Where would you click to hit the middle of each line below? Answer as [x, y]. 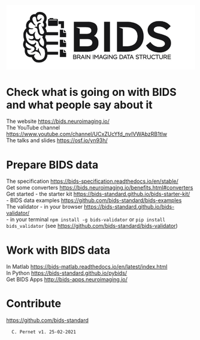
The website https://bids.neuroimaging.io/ [58, 121]
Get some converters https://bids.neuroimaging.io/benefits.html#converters [100, 188]
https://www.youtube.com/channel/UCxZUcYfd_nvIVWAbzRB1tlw [87, 134]
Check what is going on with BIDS [91, 92]
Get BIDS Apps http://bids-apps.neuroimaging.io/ [67, 279]
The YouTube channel [33, 128]
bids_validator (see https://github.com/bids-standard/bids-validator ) [92, 226]
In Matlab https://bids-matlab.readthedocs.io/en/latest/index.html [87, 267]
